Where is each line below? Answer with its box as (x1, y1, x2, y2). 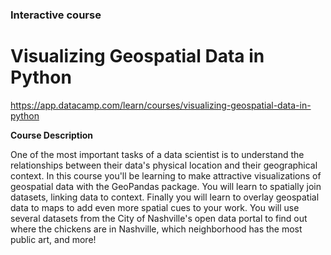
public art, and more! (10, 233, 97, 245)
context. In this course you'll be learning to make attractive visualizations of (10, 169, 322, 182)
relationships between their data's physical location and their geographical (10, 159, 318, 171)
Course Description (10, 129, 93, 141)
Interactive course (10, 8, 102, 22)
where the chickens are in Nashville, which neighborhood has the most (10, 223, 303, 235)
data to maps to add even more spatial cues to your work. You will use (10, 201, 300, 213)
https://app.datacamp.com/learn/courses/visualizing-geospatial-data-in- (10, 99, 312, 111)
